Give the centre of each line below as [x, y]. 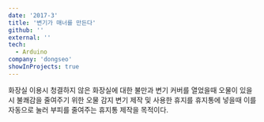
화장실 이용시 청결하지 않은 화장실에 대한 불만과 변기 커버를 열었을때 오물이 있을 [130, 90]
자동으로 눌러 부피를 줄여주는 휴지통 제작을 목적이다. [88, 109]
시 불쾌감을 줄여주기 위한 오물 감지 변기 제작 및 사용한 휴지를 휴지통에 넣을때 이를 [132, 100]
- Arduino [31, 52]
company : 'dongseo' [40, 60]
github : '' [26, 30]
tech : [17, 45]
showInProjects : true [44, 67]
